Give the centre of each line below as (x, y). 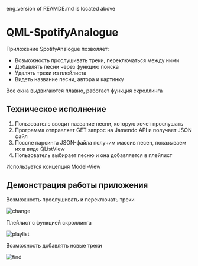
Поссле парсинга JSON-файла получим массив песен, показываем (100, 142)
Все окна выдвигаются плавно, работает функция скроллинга (85, 91)
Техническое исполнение (56, 109)
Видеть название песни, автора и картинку (69, 79)
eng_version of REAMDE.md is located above (61, 9)
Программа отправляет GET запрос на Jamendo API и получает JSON (103, 130)
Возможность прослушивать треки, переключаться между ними (97, 60)
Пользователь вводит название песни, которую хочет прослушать (99, 123)
